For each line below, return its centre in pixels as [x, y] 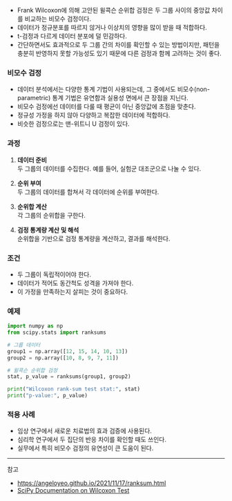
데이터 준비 [32, 160]
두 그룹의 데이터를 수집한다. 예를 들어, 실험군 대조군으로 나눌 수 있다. [109, 169]
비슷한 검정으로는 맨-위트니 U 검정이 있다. [73, 124]
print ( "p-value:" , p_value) [48, 396]
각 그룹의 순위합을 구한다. [51, 215]
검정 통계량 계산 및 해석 [48, 229]
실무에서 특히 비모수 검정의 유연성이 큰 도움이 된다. [85, 448]
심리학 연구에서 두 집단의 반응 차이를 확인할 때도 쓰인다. [92, 439]
